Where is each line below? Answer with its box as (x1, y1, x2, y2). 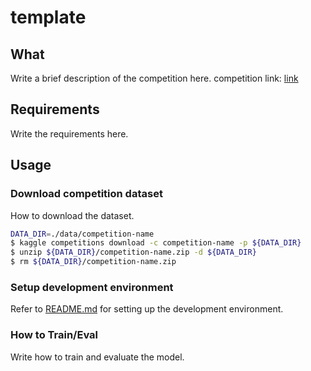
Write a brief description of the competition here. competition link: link (10, 72, 299, 84)
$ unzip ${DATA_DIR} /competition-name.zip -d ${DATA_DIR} (10, 247, 257, 258)
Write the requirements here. (10, 127, 129, 140)
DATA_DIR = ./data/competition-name (10, 229, 155, 239)
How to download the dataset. (10, 209, 135, 221)
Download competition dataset (10, 187, 163, 201)
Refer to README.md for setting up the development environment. (10, 303, 284, 315)
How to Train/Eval (10, 328, 98, 342)
